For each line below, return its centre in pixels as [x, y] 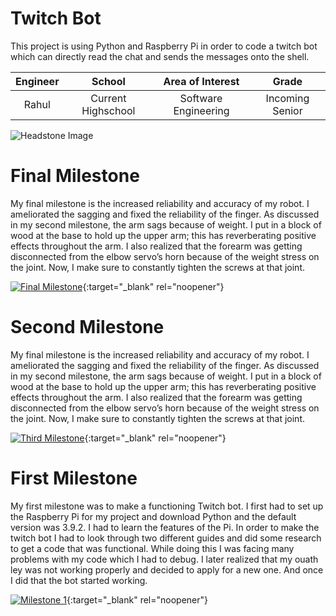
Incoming [287, 98]
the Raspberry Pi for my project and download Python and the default [153, 516]
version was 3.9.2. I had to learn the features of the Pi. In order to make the [165, 527]
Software [201, 98]
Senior [287, 110]
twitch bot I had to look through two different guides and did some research [166, 538]
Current [108, 98]
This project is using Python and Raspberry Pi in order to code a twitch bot [164, 46]
